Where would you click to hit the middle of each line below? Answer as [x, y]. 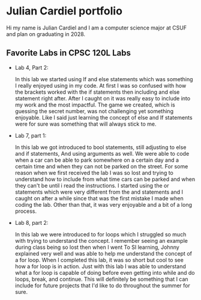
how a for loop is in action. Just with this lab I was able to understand [100, 266]
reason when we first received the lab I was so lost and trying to [94, 173]
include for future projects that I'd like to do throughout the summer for [102, 285]
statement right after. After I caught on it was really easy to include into [103, 98]
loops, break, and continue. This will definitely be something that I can [101, 279]
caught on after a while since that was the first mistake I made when [99, 198]
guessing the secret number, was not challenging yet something [94, 111]
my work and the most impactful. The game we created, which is [95, 105]
